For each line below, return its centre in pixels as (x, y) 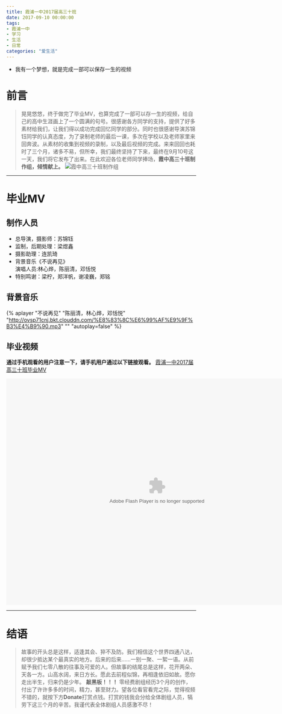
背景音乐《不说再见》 (41, 261)
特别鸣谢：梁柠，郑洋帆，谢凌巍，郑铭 (62, 276)
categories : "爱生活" (32, 51)
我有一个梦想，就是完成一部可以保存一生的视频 (73, 69)
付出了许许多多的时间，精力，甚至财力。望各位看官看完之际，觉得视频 (108, 690)
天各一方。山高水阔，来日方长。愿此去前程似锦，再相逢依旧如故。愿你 (108, 675)
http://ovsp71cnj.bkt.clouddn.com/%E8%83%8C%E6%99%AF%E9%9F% (101, 320)
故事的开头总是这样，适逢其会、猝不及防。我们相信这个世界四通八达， (108, 652)
